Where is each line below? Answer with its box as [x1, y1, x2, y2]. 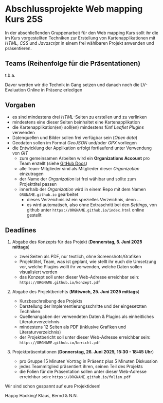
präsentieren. [5, 45, 32, 51]
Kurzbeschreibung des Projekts [19, 298, 83, 304]
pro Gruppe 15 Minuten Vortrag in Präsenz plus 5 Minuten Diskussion [19, 358, 158, 364]
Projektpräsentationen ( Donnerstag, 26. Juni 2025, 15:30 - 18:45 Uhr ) [12, 349, 154, 355]
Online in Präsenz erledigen [27, 87, 83, 93]
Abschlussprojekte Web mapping [5, 3, 143, 15]
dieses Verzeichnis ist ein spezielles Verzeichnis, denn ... [26, 196, 141, 202]
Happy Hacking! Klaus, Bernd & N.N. [5, 393, 78, 399]
